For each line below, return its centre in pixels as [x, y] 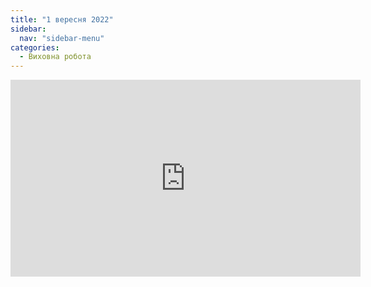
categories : [35, 47]
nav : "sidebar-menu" [62, 38]
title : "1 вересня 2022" [62, 19]
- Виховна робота [55, 57]
